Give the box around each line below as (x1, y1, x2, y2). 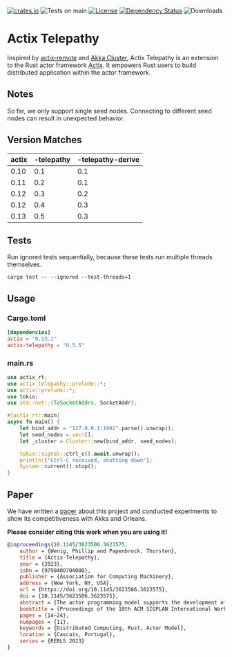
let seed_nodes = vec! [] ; (19, 431, 95, 438)
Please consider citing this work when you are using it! (7, 528, 168, 536)
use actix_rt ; (7, 373, 48, 380)
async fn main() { (7, 418, 60, 425)
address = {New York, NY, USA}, (19, 580, 113, 587)
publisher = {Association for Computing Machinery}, (19, 573, 175, 580)
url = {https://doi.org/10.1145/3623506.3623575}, (19, 586, 168, 593)
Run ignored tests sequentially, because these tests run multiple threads (7, 253, 213, 261)
